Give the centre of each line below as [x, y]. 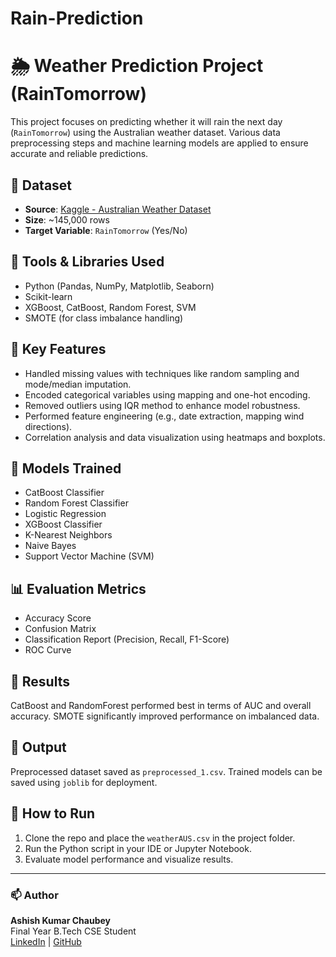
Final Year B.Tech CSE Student [73, 931]
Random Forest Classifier [76, 503]
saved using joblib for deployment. [84, 782]
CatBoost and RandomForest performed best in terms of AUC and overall [161, 705]
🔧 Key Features [58, 349]
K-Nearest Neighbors [68, 535]
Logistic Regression [65, 514]
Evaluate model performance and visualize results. [129, 859]
